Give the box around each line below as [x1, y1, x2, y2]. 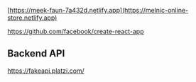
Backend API [7, 47, 65, 59]
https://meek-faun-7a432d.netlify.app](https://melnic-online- [9, 6, 189, 14]
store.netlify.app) [7, 13, 58, 22]
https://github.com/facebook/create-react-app [7, 28, 144, 35]
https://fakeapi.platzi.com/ [7, 66, 85, 75]
